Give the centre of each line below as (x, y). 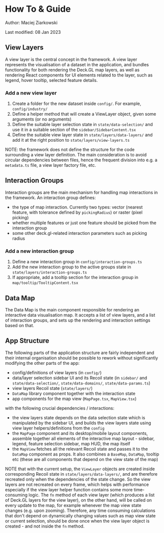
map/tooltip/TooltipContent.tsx (45, 283)
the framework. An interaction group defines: (50, 198)
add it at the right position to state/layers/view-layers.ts (71, 140)
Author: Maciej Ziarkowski (31, 23)
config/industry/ (30, 109)
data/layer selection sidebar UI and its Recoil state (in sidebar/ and (80, 378)
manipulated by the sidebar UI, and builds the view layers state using (82, 423)
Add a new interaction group (40, 251)
